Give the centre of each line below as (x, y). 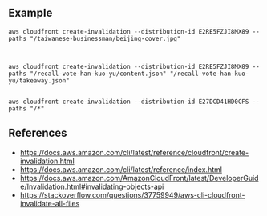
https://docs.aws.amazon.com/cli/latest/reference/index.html (121, 169)
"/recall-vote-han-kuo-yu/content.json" (98, 74)
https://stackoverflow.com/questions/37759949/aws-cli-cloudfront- (133, 194)
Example (30, 13)
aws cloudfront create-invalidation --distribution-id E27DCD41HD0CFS (129, 102)
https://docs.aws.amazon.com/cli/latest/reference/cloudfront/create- (134, 152)
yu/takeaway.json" (39, 80)
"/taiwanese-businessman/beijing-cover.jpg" (105, 38)
